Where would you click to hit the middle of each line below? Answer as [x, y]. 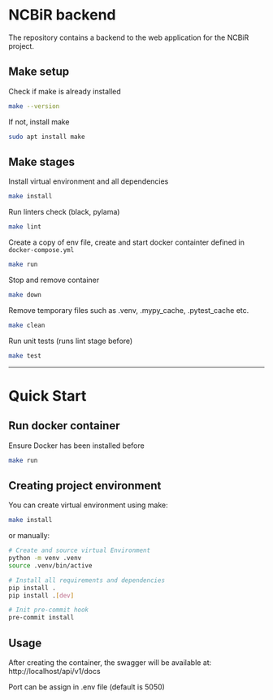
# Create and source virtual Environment [80, 550]
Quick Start [48, 396]
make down [25, 294]
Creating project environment [85, 485]
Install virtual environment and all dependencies [89, 181]
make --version [34, 106]
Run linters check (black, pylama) [64, 212]
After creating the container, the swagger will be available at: [110, 662]
